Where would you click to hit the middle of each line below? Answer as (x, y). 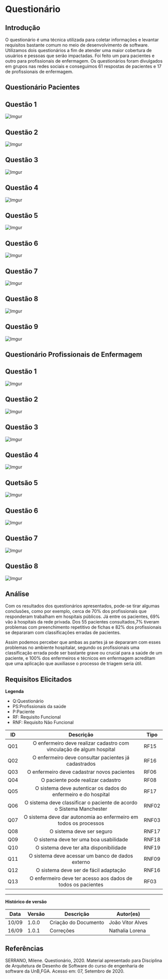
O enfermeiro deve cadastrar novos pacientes (81, 772)
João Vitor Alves (128, 922)
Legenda (14, 692)
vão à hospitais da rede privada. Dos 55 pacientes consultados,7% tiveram (82, 622)
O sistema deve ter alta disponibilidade (81, 848)
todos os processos (81, 823)
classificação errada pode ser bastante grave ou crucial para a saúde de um (84, 653)
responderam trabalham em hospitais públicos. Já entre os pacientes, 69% (82, 616)
